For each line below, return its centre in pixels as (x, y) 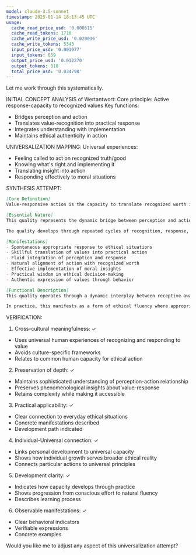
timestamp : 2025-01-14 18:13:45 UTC (50, 17)
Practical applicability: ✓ (44, 405)
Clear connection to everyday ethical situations (71, 417)
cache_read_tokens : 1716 (41, 33)
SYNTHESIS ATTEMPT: (34, 189)
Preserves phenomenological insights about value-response (87, 388)
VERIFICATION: (24, 317)
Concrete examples (38, 535)
